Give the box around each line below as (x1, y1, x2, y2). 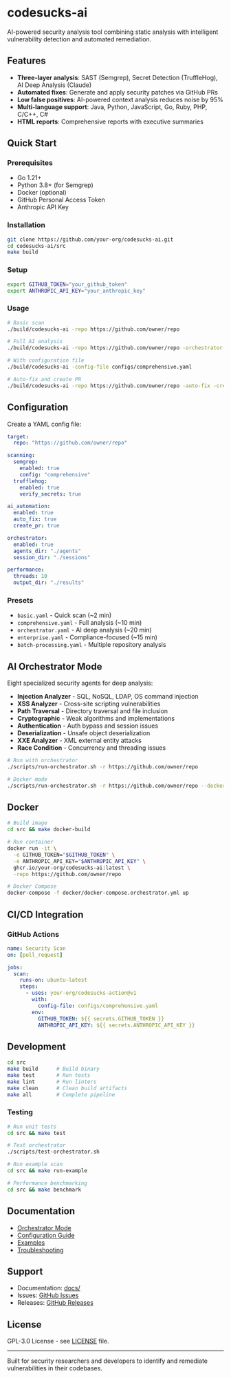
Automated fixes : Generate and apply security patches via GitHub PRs (16, 88, 219, 96)
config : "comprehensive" (19, 471, 91, 478)
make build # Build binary (7, 1065, 100, 1073)
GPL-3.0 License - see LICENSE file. (7, 1337, 109, 1346)
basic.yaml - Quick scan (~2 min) (16, 611, 112, 619)
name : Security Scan (7, 944, 67, 952)
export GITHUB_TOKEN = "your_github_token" (7, 281, 128, 288)
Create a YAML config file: (7, 420, 82, 428)
